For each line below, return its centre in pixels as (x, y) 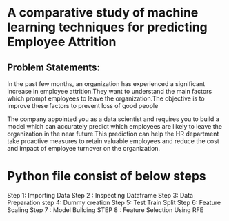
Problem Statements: (53, 67)
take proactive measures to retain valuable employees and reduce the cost (113, 141)
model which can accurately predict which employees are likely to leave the (115, 126)
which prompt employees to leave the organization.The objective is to (106, 98)
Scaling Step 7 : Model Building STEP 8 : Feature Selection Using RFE (106, 210)
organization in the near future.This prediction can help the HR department (113, 134)
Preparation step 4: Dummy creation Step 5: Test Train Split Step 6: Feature (114, 202)
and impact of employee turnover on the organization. (84, 148)
